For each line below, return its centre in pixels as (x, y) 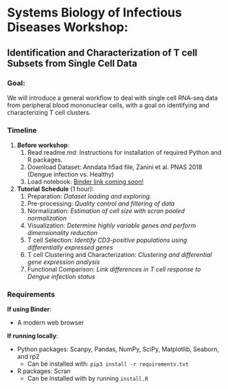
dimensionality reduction (62, 233)
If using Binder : (29, 309)
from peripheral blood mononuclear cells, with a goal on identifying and (108, 105)
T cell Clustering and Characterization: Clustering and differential (119, 255)
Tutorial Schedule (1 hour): (55, 189)
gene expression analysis (64, 262)
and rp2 (28, 357)
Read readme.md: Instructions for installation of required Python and (124, 153)
